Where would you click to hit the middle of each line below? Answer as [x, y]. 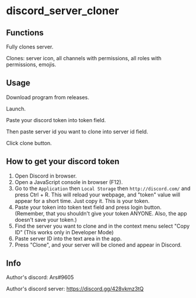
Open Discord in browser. [46, 176]
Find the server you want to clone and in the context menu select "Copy [102, 226]
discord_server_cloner [63, 11]
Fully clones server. [30, 47]
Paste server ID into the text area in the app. [68, 238]
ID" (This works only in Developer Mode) [64, 232]
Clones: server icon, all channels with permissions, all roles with [84, 58]
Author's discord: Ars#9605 [40, 277]
